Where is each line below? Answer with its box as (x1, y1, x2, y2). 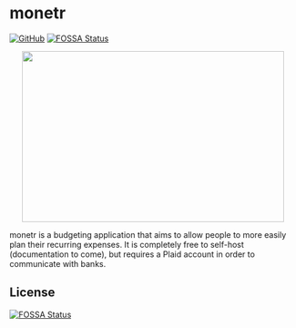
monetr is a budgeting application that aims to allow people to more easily (9, 229, 287, 240)
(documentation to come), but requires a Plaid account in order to (9, 249, 255, 260)
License (9, 285, 56, 301)
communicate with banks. (9, 258, 107, 269)
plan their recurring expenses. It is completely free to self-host (9, 239, 244, 250)
